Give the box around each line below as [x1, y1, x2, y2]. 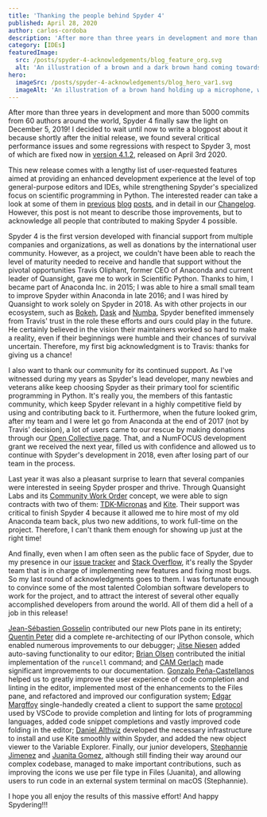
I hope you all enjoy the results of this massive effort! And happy [8, 791, 219, 801]
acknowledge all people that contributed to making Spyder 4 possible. [8, 216, 238, 226]
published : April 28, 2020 [8, 19, 98, 27]
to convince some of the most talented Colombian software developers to [8, 583, 250, 592]
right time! [8, 533, 42, 543]
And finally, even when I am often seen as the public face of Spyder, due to [8, 549, 254, 559]
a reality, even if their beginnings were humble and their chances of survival [8, 333, 257, 343]
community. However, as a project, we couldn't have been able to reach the [8, 249, 256, 258]
